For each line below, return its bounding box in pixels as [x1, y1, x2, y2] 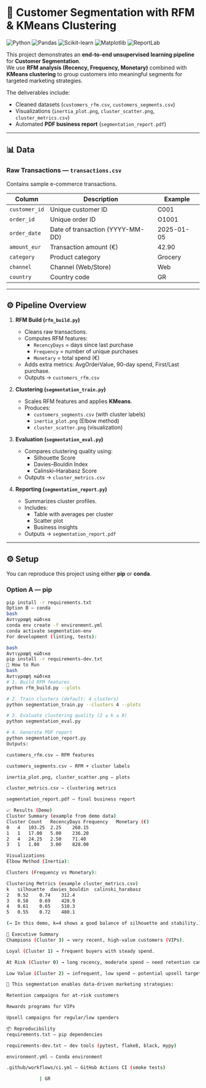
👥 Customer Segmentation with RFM [6, 6, 195, 20]
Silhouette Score [33, 454, 75, 461]
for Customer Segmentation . [6, 57, 81, 65]
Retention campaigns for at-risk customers [6, 992, 120, 999]
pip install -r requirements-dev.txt [6, 656, 103, 662]
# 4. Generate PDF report [6, 729, 72, 736]
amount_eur [9, 243, 41, 251]
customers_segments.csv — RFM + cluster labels [6, 763, 131, 769]
